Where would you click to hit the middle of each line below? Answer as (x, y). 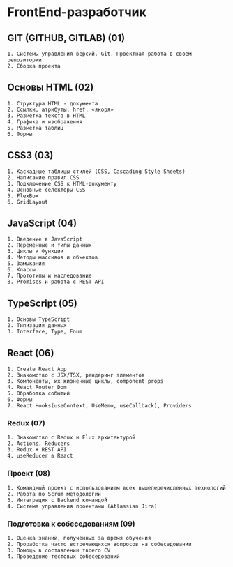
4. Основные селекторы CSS (46, 190)
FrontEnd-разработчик (77, 12)
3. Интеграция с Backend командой (58, 500)
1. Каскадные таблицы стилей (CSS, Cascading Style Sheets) (97, 172)
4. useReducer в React (40, 456)
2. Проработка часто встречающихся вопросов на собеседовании (99, 544)
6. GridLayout (28, 202)
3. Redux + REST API (37, 450)
